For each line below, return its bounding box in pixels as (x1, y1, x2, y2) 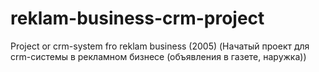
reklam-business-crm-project (10, 7, 265, 30)
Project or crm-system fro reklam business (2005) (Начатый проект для (10, 40, 310, 52)
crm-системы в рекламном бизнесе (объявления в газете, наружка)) (10, 50, 307, 62)
